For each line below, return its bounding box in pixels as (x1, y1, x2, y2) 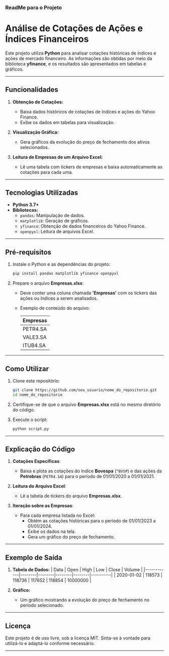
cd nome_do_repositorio (12, 392, 63, 397)
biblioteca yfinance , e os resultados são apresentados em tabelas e (5, 61, 146, 67)
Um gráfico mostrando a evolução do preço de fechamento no (20, 597, 150, 603)
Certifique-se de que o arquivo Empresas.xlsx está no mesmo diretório (12, 401, 161, 407)
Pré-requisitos (5, 248, 52, 256)
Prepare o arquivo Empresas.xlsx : (12, 280, 84, 286)
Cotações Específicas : (12, 458, 61, 464)
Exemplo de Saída (5, 553, 62, 562)
